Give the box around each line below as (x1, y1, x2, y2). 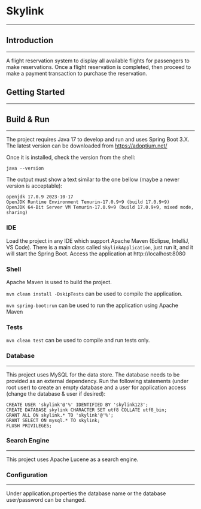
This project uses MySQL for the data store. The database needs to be (6, 371, 180, 378)
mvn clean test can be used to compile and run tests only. (6, 337, 150, 344)
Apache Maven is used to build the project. (6, 278, 112, 285)
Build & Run (6, 114, 50, 124)
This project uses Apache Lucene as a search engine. (6, 456, 139, 463)
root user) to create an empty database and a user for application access (6, 384, 187, 391)
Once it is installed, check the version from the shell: (6, 154, 136, 161)
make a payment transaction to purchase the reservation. (6, 70, 148, 77)
